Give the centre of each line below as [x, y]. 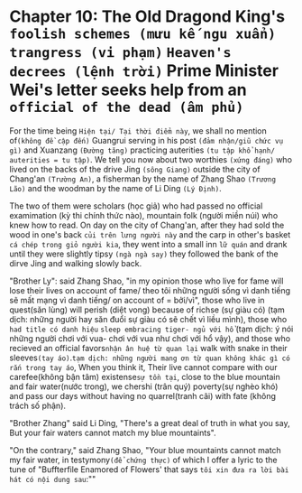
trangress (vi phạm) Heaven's [120, 53]
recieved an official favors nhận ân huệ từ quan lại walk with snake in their [149, 348]
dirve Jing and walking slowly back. [76, 263]
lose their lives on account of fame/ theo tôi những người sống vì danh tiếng [150, 290]
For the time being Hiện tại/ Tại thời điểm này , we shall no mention [138, 130]
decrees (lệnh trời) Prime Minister [144, 71]
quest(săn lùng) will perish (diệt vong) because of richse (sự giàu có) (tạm [147, 310]
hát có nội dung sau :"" [53, 479]
